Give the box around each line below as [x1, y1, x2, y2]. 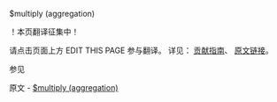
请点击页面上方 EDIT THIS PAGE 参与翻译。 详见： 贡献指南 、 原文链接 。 [9, 45, 274, 55]
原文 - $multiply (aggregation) [9, 83, 119, 92]
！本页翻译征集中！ [9, 26, 80, 37]
